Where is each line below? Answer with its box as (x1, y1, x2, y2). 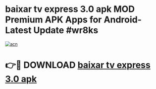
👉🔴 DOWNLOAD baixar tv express (5, 60, 151, 71)
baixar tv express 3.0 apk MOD (5, 3, 135, 15)
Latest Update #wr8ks (5, 25, 99, 36)
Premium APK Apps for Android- (5, 14, 142, 25)
